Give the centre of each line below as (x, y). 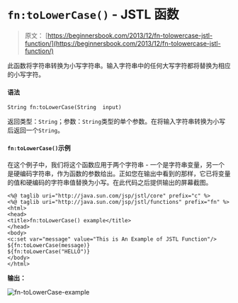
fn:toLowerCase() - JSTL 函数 (93, 15)
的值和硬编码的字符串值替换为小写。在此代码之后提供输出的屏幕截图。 (110, 183)
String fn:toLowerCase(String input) (64, 108)
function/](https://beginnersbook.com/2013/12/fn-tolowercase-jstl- (123, 43)
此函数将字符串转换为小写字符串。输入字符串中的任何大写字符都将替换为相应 (119, 65)
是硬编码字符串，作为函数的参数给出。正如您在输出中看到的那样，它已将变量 (119, 173)
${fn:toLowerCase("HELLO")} (49, 252)
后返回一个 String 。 (35, 130)
